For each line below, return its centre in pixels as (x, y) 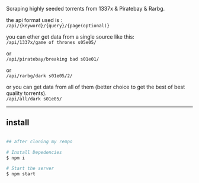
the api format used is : (34, 20)
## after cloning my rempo (39, 141)
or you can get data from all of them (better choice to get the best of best (96, 87)
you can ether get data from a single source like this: (70, 37)
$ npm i (16, 158)
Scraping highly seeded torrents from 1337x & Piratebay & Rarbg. (86, 9)
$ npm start (21, 174)
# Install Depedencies (34, 152)
